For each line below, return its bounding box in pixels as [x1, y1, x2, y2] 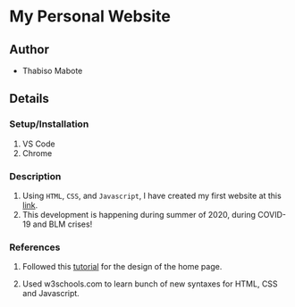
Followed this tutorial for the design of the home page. [21, 261, 223, 272]
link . [21, 199, 38, 211]
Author [9, 42, 49, 57]
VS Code [21, 138, 55, 149]
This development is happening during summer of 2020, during [21, 209, 257, 220]
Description [9, 170, 62, 182]
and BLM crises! [32, 219, 93, 229]
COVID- [257, 209, 286, 220]
